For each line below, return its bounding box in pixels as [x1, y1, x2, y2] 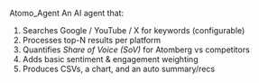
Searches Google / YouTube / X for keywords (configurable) [22, 25, 245, 35]
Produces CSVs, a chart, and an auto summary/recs [22, 63, 215, 74]
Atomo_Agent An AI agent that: [9, 8, 125, 18]
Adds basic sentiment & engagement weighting [22, 54, 199, 64]
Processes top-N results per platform [22, 35, 162, 45]
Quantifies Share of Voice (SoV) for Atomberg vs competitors [22, 44, 250, 55]
